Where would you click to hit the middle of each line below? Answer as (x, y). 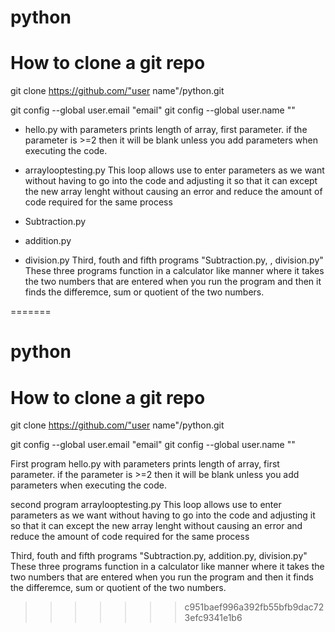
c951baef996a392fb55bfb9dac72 (254, 607)
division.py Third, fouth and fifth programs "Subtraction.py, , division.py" (174, 260)
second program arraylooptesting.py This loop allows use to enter (146, 505)
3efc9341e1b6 (213, 618)
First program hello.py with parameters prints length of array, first (145, 464)
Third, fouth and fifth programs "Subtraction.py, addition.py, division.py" (159, 556)
